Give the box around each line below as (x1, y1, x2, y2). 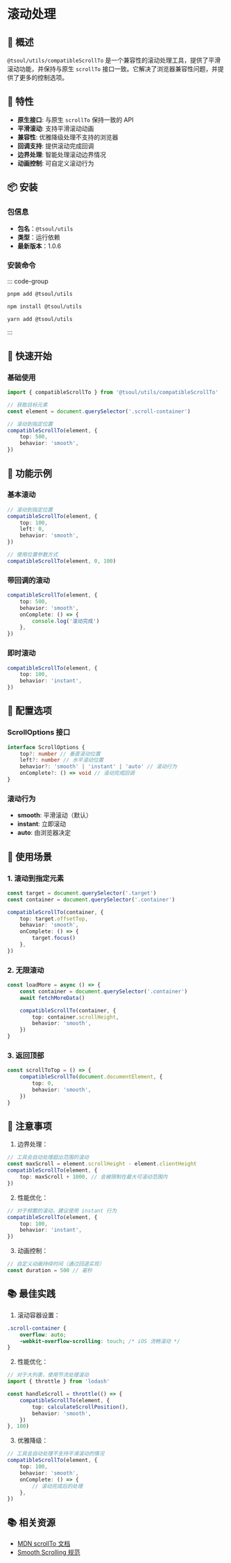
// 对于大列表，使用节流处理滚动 (7, 1372, 89, 1379)
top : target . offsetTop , (19, 915, 89, 922)
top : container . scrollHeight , (32, 1014, 119, 1021)
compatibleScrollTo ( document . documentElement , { (19, 1074, 163, 1081)
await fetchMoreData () (19, 994, 85, 1001)
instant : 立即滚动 (17, 819, 67, 828)
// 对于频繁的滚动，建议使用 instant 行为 (7, 1207, 117, 1214)
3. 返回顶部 (7, 1051, 44, 1060)
